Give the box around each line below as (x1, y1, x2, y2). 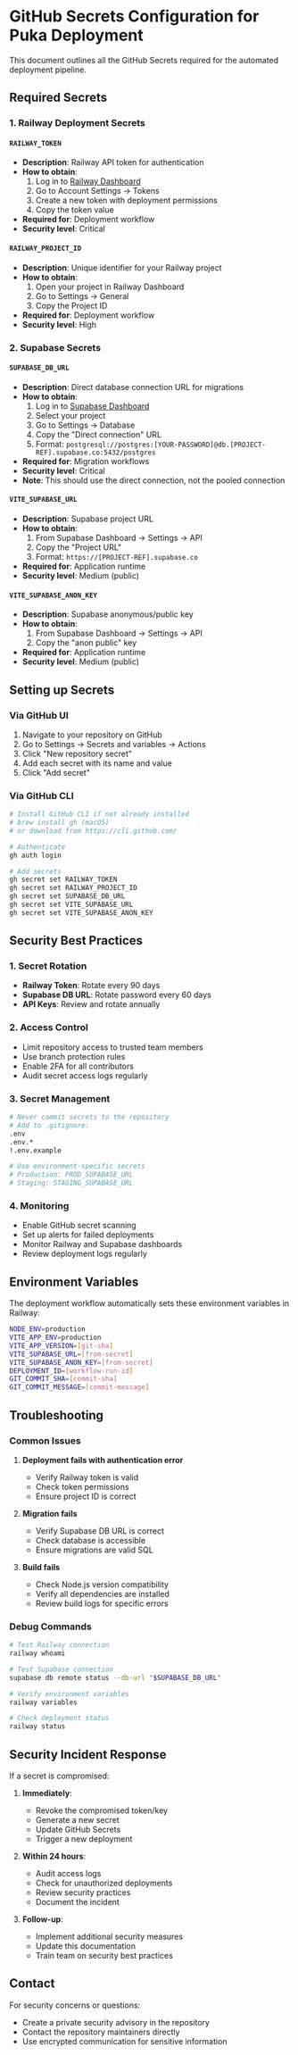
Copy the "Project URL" (35, 542, 122, 553)
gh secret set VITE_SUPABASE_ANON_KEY (9, 908, 153, 917)
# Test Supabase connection (9, 1665, 114, 1674)
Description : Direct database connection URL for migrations (21, 381, 244, 392)
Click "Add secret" (21, 767, 91, 778)
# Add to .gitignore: (9, 1120, 90, 1130)
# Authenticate (9, 842, 66, 852)
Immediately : (21, 1787, 73, 1798)
